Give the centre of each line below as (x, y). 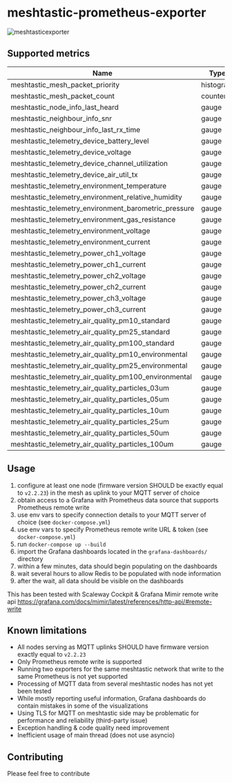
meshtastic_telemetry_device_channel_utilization (89, 163)
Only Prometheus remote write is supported (79, 662)
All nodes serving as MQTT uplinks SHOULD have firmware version (113, 647)
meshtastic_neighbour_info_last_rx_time (76, 129)
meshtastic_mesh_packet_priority (65, 84)
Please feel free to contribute (49, 774)
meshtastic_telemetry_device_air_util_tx (74, 174)
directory (30, 558)
